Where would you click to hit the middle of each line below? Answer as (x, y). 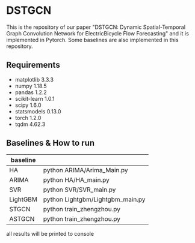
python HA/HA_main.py (76, 179)
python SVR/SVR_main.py (79, 190)
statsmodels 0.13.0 (38, 111)
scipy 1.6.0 (28, 105)
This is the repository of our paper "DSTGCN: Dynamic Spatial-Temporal (96, 27)
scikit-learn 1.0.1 (35, 98)
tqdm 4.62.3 (30, 124)
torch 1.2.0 (28, 118)
